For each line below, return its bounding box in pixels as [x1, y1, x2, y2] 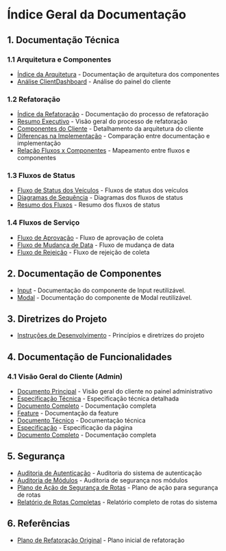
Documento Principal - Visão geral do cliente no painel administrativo [16, 387, 213, 396]
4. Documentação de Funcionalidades [7, 351, 173, 363]
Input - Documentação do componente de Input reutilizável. [16, 286, 186, 294]
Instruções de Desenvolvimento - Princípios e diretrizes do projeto [16, 331, 205, 339]
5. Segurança [7, 450, 65, 462]
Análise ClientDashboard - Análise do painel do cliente [16, 77, 171, 86]
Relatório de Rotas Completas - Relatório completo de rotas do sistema [16, 498, 218, 506]
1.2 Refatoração [7, 94, 60, 104]
